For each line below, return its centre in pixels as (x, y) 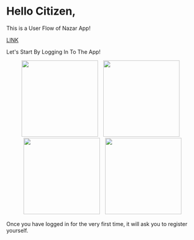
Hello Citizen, (41, 11)
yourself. (17, 230)
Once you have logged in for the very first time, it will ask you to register (97, 224)
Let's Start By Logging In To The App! (53, 52)
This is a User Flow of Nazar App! (48, 28)
